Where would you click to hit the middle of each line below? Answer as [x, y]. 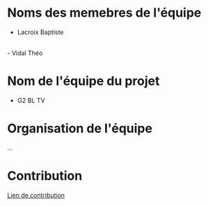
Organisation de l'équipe [80, 128]
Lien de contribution [36, 195]
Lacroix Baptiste [40, 32]
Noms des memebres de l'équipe [104, 13]
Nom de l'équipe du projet [83, 81]
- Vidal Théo [25, 53]
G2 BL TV [31, 100]
